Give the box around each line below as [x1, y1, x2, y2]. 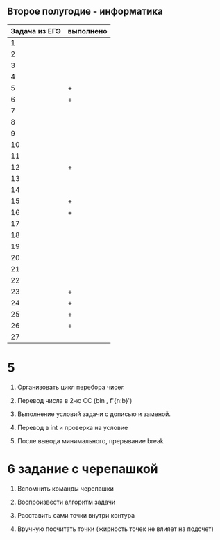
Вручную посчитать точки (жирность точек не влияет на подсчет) [17, 525, 214, 533]
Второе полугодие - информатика [7, 6, 163, 17]
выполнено [67, 26, 108, 35]
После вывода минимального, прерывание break [17, 436, 164, 445]
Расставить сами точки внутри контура [17, 511, 135, 519]
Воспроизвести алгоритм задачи [17, 498, 116, 506]
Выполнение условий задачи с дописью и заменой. [17, 410, 171, 418]
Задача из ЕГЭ [10, 26, 61, 35]
